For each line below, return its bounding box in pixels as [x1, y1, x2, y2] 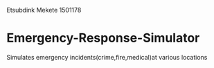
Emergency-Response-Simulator [6, 31, 200, 46]
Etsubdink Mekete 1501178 [6, 6, 82, 14]
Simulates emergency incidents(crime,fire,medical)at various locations [6, 53, 208, 61]
